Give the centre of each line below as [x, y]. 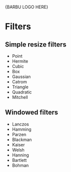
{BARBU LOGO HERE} [27, 7]
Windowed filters [32, 113]
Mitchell [20, 97]
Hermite [20, 61]
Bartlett [19, 160]
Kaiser [18, 144]
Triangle [20, 87]
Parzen [19, 134]
